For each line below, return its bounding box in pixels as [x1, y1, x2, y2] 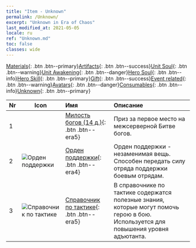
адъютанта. [113, 232, 147, 240]
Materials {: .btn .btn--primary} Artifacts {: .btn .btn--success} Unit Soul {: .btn [6, 62, 188, 69]
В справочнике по [113, 181, 165, 189]
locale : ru [6, 30, 33, 36]
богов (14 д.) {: [65, 118, 106, 126]
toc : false [6, 41, 33, 47]
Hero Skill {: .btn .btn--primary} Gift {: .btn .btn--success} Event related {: [17, 75, 187, 82]
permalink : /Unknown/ [6, 14, 59, 20]
